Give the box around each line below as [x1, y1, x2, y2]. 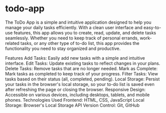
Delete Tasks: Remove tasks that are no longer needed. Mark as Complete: [5, 65, 158, 72]
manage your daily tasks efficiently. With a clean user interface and [5, 24, 143, 30]
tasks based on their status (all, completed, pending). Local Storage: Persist [5, 76, 160, 82]
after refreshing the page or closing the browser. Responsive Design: [5, 86, 146, 92]
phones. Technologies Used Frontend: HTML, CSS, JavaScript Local [5, 97, 145, 103]
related [5, 40, 20, 46]
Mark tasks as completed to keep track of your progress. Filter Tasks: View [5, 71, 159, 76]
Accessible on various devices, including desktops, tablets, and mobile [5, 92, 150, 98]
